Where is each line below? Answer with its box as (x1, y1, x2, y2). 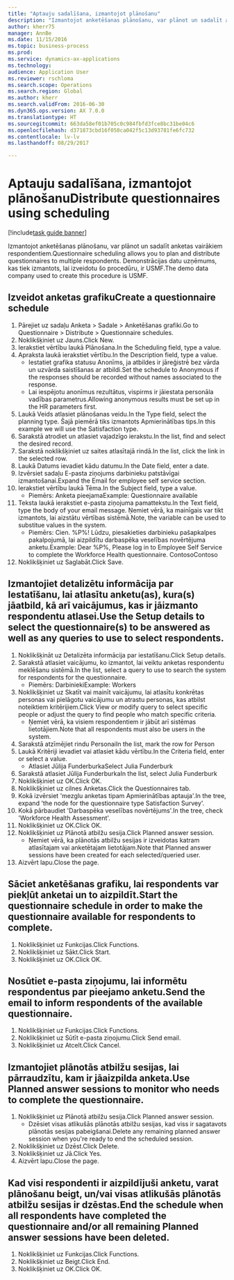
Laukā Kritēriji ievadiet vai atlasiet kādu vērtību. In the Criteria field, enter (17, 747, 225, 756)
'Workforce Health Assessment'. (17, 813, 110, 822)
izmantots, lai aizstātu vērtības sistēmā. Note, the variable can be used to (17, 513, 226, 522)
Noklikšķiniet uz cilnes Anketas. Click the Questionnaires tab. (17, 784, 191, 793)
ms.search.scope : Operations (8, 81, 92, 88)
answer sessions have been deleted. (8, 1231, 169, 1243)
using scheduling (8, 205, 110, 221)
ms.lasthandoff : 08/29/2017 (8, 140, 90, 147)
